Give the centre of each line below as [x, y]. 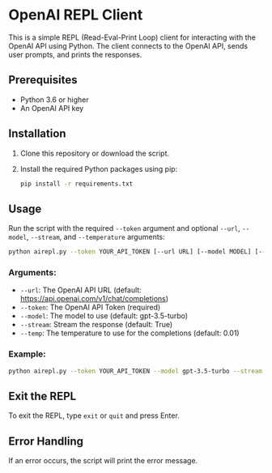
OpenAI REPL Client [76, 15]
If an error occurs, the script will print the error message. [103, 461]
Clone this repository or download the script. [95, 153]
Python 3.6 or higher [54, 100]
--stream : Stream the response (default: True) [96, 325]
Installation [37, 134]
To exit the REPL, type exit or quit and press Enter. [94, 415]
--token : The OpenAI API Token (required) [90, 307]
